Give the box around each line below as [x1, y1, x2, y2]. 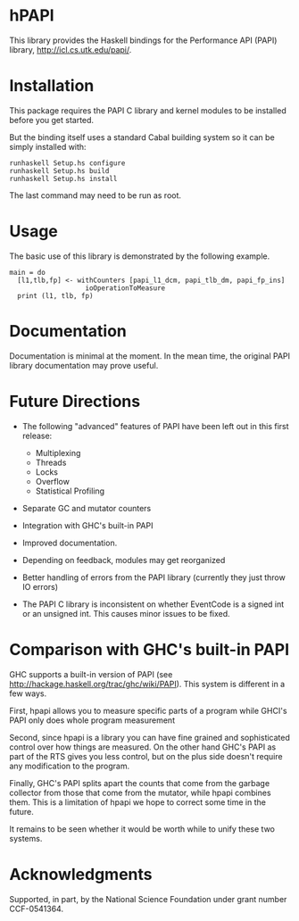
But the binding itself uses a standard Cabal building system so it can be [9, 131, 275, 143]
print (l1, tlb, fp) [17, 291, 94, 300]
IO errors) [21, 581, 59, 592]
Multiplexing [35, 447, 81, 458]
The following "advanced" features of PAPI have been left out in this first [21, 420, 289, 431]
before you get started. [9, 114, 95, 125]
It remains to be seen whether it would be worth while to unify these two [9, 823, 275, 834]
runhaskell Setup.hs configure [9, 158, 126, 168]
